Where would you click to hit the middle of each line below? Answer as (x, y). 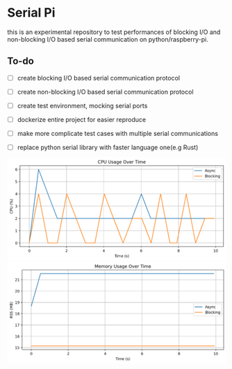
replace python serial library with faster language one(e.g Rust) (108, 148)
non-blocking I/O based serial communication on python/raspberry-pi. (108, 39)
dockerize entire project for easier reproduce (82, 119)
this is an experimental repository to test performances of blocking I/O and (114, 32)
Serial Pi (31, 13)
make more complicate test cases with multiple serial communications (118, 134)
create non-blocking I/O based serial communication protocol (105, 92)
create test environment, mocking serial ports (82, 105)
